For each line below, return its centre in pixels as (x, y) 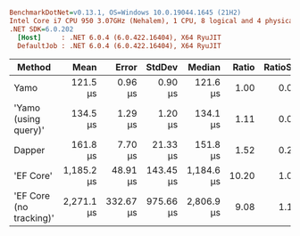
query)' (29, 130)
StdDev (162, 68)
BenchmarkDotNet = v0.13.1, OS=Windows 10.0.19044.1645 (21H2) (125, 12)
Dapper (29, 151)
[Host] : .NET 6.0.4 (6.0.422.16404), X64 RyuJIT (119, 37)
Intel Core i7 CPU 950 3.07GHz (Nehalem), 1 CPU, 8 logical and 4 (135, 20)
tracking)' (34, 218)
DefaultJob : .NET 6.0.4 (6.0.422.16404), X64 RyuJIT (119, 45)
